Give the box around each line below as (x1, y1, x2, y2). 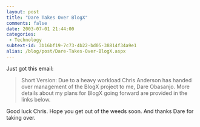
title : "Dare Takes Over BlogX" (6, 15, 88, 21)
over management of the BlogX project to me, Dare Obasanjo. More (21, 83, 190, 90)
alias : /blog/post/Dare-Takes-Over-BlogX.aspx (6, 48, 126, 54)
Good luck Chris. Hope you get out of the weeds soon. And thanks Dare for (6, 107, 194, 115)
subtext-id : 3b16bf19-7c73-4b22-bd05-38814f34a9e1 (6, 43, 137, 49)
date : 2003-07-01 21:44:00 (6, 25, 75, 32)
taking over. (6, 114, 36, 121)
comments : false (6, 20, 47, 26)
